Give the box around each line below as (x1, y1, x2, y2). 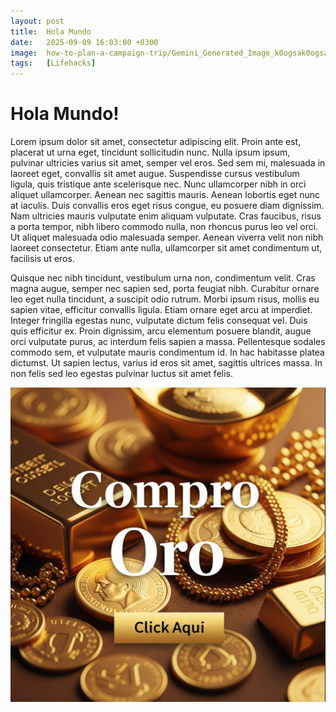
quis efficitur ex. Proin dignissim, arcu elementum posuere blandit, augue (10, 325, 312, 337)
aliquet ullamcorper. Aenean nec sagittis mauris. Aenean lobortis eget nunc (10, 189, 321, 201)
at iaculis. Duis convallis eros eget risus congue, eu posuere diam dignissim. (10, 200, 325, 212)
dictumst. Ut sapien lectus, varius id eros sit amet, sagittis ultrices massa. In (10, 357, 323, 369)
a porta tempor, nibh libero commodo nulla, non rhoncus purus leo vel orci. (10, 221, 319, 233)
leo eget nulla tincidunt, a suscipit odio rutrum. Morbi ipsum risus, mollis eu (10, 293, 320, 305)
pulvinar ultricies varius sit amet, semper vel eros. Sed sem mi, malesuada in (10, 157, 326, 169)
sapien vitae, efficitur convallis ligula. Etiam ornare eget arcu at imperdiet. (10, 304, 313, 316)
